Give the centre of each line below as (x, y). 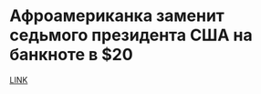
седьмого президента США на (131, 35)
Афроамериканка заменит (117, 16)
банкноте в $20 (72, 55)
